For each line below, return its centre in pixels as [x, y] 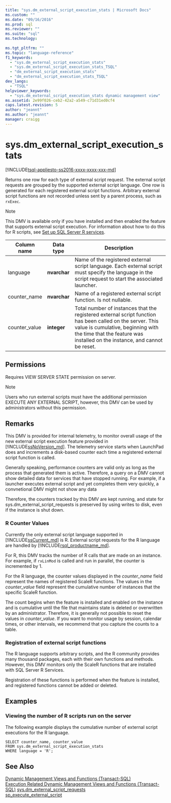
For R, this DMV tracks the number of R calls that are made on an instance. [83, 555]
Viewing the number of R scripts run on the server [68, 716]
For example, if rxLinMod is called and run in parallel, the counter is [75, 561]
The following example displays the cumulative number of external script [81, 727]
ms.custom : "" [20, 15]
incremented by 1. [24, 566]
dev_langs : [17, 81]
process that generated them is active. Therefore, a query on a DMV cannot [85, 473]
